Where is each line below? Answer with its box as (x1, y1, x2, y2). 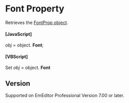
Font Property (5, 3, 64, 14)
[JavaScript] (5, 31, 32, 37)
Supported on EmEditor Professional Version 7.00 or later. (5, 92, 124, 98)
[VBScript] (5, 53, 28, 59)
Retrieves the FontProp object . (5, 19, 69, 25)
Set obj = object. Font (5, 64, 50, 70)
